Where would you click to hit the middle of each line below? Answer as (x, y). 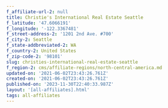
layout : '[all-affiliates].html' (48, 90)
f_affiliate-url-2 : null (37, 12)
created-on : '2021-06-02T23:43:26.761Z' (58, 79)
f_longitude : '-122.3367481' (43, 28)
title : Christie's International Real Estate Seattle (75, 17)
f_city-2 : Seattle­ (29, 40)
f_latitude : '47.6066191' (38, 23)
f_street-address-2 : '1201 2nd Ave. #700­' (60, 34)
